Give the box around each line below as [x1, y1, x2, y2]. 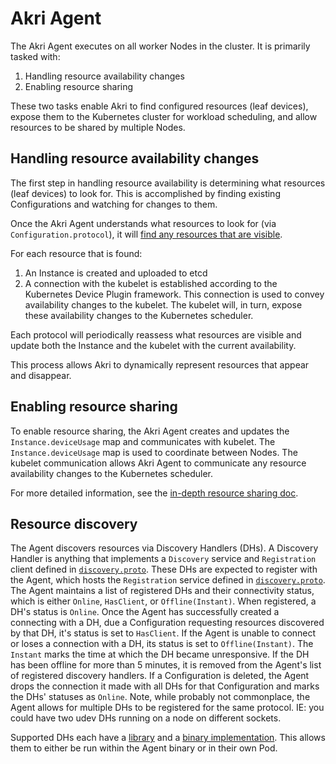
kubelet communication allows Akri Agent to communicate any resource [10, 457, 307, 469]
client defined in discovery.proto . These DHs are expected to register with [10, 563, 318, 576]
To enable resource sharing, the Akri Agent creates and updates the [10, 425, 290, 437]
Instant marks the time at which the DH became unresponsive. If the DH [10, 648, 310, 661]
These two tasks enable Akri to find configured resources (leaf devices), [10, 100, 309, 112]
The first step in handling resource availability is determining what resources [10, 177, 326, 189]
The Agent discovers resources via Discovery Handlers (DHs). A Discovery [10, 542, 319, 554]
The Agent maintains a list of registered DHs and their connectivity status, [10, 585, 315, 597]
